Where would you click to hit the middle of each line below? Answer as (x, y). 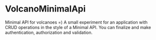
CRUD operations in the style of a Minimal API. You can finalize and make (78, 27)
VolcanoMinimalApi (45, 9)
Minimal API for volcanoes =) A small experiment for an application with (76, 22)
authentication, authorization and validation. (49, 32)
